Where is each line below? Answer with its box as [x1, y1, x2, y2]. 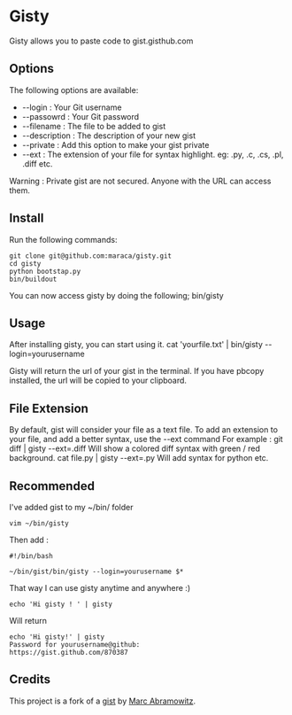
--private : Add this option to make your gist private [21, 139, 210, 150]
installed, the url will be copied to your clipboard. [9, 375, 188, 386]
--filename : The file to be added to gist [21, 120, 166, 131]
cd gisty [9, 259, 42, 268]
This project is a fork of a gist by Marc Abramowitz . [9, 696, 196, 706]
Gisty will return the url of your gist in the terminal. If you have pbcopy [9, 366, 265, 377]
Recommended [9, 478, 96, 494]
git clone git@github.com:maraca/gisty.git [9, 251, 173, 260]
